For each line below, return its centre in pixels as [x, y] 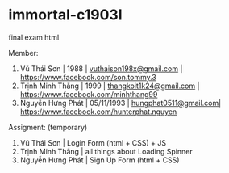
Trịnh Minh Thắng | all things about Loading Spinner [106, 151]
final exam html [34, 37]
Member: [23, 53]
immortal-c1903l [65, 15]
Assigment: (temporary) [48, 127]
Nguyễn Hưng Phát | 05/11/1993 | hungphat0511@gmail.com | [121, 103]
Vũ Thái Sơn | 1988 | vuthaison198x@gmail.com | [101, 68]
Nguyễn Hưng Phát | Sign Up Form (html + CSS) [100, 160]
